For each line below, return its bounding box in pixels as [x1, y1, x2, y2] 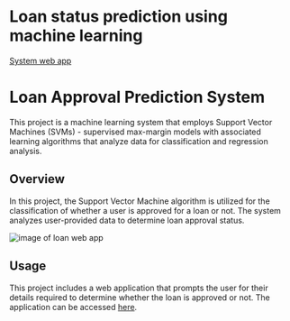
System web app [9, 55, 72, 66]
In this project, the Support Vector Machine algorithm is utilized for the [9, 196, 270, 206]
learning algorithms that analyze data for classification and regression [9, 135, 268, 146]
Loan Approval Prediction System [9, 87, 266, 107]
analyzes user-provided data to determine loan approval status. [9, 215, 245, 225]
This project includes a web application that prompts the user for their [9, 282, 268, 293]
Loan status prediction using [9, 6, 228, 27]
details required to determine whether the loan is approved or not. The [9, 291, 270, 303]
